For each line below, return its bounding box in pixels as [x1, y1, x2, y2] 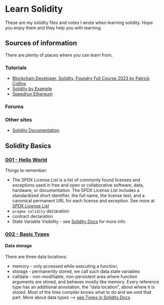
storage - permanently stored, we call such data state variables [12, 268, 141, 275]
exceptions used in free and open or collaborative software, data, [12, 182, 144, 188]
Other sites [5, 116, 32, 123]
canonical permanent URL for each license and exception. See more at [12, 197, 155, 204]
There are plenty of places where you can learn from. [5, 52, 113, 58]
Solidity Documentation [12, 127, 60, 133]
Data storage [5, 243, 32, 249]
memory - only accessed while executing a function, [12, 263, 118, 269]
